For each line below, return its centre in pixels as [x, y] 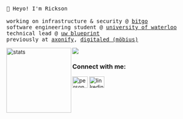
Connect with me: [99, 67]
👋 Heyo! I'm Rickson [37, 9]
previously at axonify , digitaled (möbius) [72, 39]
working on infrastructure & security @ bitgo [77, 21]
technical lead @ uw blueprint [53, 33]
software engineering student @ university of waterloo [91, 27]
